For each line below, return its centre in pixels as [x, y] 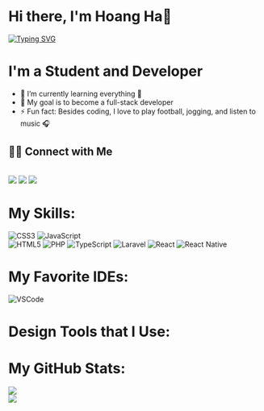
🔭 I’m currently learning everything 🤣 [81, 93]
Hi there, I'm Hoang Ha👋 [90, 17]
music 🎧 [35, 123]
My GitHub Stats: [67, 368]
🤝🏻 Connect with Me [61, 152]
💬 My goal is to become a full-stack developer [96, 102]
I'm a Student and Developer [106, 71]
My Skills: [42, 213]
